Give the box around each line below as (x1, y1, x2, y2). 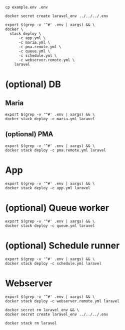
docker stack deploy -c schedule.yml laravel (5, 261, 101, 266)
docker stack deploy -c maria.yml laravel (5, 116, 95, 121)
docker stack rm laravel (5, 320, 57, 325)
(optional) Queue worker (5, 202, 109, 213)
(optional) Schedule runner (5, 239, 120, 251)
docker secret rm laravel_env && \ (5, 307, 79, 312)
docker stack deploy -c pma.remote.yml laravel (5, 147, 106, 153)
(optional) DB (5, 78, 61, 90)
